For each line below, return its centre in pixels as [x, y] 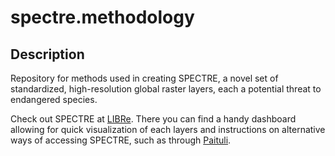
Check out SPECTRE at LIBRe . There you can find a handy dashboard [153, 119]
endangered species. [54, 99]
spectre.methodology [102, 17]
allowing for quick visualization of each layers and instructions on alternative [168, 129]
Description [47, 54]
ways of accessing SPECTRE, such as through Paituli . [121, 140]
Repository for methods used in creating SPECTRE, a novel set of [144, 78]
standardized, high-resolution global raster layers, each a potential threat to [166, 89]
